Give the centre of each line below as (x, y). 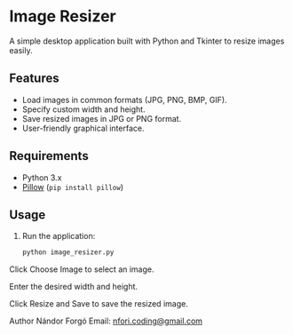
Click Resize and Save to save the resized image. (99, 304)
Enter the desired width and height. (74, 287)
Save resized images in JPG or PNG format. (102, 118)
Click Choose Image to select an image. (82, 269)
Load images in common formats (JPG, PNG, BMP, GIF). (125, 100)
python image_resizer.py (68, 252)
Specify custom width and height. (83, 109)
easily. (21, 50)
